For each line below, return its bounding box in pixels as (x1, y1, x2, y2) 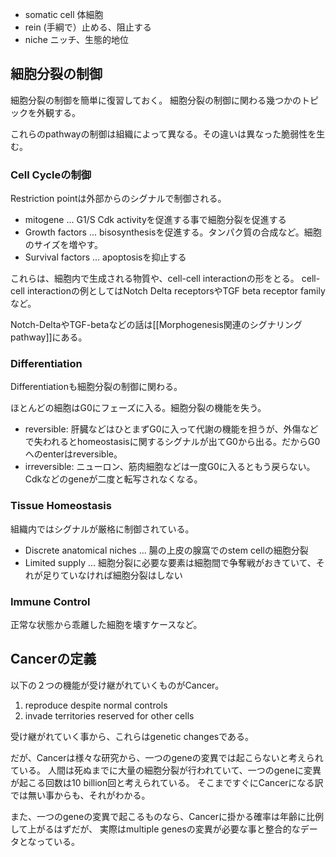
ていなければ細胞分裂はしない (59, 569, 183, 581)
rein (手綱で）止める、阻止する (24, 21, 152, 33)
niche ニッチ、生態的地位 (24, 34, 129, 45)
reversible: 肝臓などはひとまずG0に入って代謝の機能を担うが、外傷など (24, 423, 319, 435)
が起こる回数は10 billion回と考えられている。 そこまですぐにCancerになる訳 (10, 776, 324, 788)
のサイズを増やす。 (24, 239, 103, 251)
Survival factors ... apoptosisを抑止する (24, 251, 187, 263)
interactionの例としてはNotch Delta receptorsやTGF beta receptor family (26, 285, 326, 297)
